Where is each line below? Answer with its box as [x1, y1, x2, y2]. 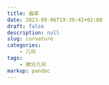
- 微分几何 [19, 61, 47, 68]
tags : [7, 55, 23, 62]
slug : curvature [7, 36, 53, 42]
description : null [7, 29, 60, 36]
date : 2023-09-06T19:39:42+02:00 [7, 16, 103, 23]
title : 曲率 [7, 10, 39, 17]
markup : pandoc [7, 67, 51, 74]
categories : [7, 42, 41, 49]
